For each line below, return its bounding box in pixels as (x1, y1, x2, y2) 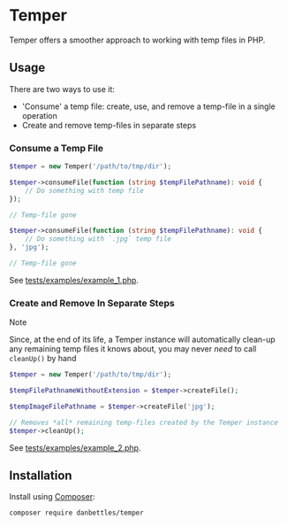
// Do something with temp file (25, 186, 144, 195)
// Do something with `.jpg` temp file (25, 235, 172, 244)
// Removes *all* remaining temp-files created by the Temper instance (9, 418, 278, 427)
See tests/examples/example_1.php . (9, 275, 140, 285)
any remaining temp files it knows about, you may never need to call (9, 344, 257, 354)
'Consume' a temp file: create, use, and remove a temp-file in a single (21, 101, 276, 112)
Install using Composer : (9, 491, 95, 502)
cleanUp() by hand (9, 353, 77, 364)
